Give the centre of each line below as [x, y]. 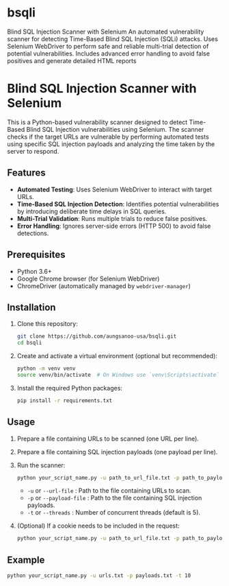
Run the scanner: [41, 465]
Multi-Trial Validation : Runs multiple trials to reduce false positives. [112, 218]
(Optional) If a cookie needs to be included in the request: [98, 526]
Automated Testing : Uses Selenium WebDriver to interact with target [114, 189]
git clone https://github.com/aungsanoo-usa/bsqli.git [97, 337]
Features [26, 173]
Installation [31, 307]
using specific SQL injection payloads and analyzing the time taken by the [111, 144]
